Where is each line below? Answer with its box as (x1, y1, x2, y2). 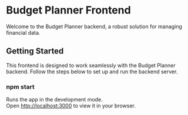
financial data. (6, 29, 41, 36)
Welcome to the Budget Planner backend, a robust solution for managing (6, 23, 182, 30)
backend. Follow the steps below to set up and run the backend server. (6, 68, 178, 75)
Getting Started (6, 46, 64, 56)
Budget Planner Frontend (6, 4, 131, 17)
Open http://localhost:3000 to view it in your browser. (6, 102, 136, 109)
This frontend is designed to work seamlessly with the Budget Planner (6, 62, 176, 69)
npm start (6, 83, 35, 91)
